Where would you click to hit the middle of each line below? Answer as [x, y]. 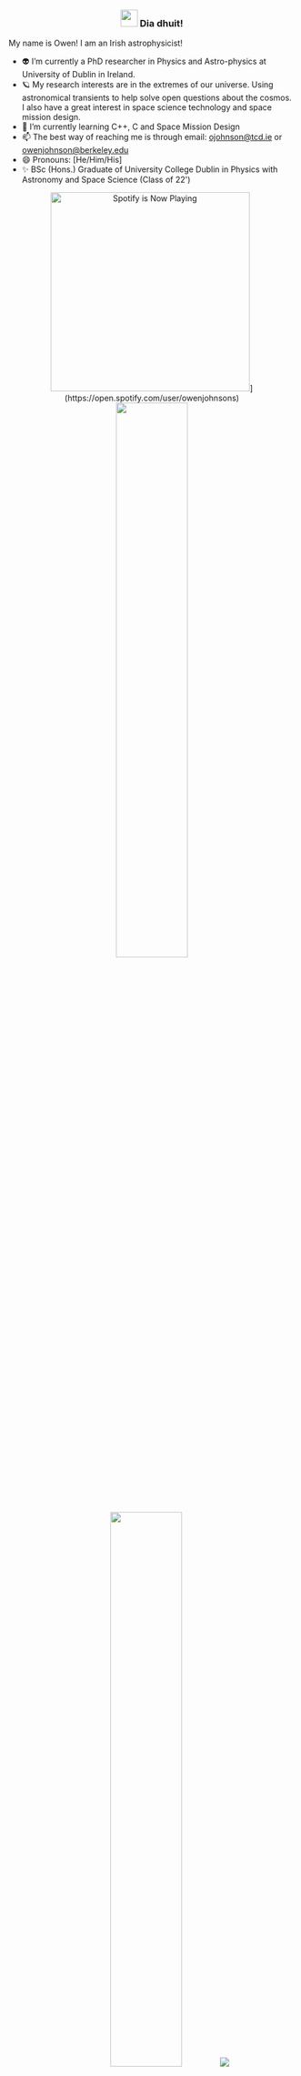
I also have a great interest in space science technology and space [147, 107]
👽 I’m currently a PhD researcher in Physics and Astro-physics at [144, 61]
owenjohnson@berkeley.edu [75, 150]
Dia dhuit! [161, 23]
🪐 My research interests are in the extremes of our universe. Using [147, 85]
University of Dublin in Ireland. [78, 75]
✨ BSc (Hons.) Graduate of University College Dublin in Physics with [150, 169]
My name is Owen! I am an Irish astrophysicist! [95, 43]
